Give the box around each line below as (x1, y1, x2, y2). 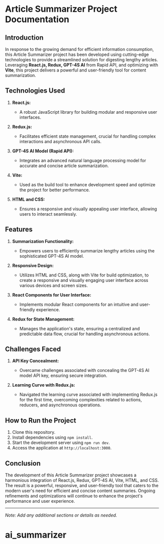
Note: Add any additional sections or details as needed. (5, 512, 117, 518)
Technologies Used (5, 87, 65, 95)
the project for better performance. (19, 187, 90, 193)
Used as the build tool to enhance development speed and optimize (19, 181, 156, 187)
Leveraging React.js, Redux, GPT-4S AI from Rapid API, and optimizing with (5, 62, 159, 68)
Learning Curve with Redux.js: (12, 382, 76, 388)
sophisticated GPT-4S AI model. (19, 253, 84, 259)
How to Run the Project (5, 416, 77, 424)
